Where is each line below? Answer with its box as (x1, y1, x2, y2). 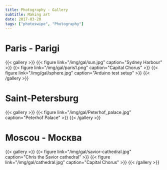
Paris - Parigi (5, 43, 60, 54)
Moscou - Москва (5, 132, 82, 143)
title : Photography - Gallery (5, 7, 68, 12)
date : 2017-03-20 (5, 16, 41, 21)
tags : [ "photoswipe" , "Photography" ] (5, 21, 84, 26)
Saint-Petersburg (5, 93, 79, 104)
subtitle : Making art (5, 12, 50, 17)
